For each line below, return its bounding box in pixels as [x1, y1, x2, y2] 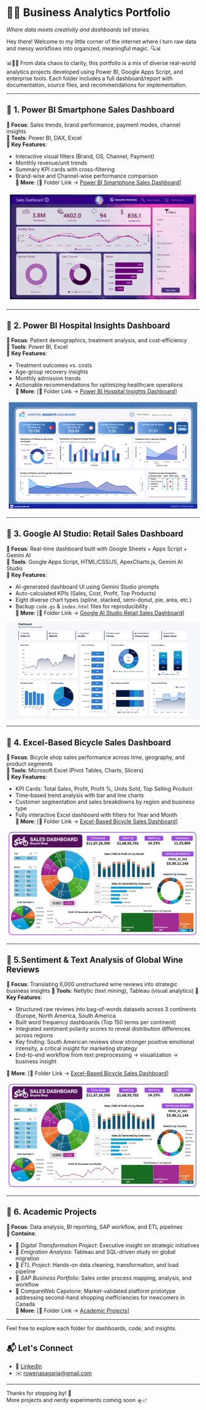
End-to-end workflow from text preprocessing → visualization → [15, 1051, 178, 1059]
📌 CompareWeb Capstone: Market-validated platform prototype [15, 1287, 176, 1294]
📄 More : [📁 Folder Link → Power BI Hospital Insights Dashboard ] [15, 388, 177, 395]
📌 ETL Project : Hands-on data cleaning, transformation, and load [15, 1261, 179, 1268]
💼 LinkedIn [15, 1362, 42, 1369]
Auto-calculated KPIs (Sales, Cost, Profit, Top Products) [15, 589, 156, 597]
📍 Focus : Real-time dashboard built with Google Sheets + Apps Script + [6, 545, 188, 552]
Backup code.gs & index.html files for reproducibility [15, 602, 148, 610]
